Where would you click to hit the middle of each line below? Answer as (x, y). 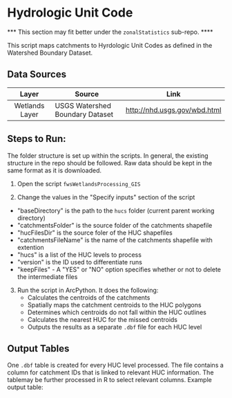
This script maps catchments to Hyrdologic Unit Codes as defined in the (110, 45)
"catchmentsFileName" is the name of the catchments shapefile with (115, 239)
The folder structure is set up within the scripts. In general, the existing (108, 155)
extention (31, 247)
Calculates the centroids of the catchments (89, 297)
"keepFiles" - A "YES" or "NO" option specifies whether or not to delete (119, 269)
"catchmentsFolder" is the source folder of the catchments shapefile (115, 225)
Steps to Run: (37, 139)
